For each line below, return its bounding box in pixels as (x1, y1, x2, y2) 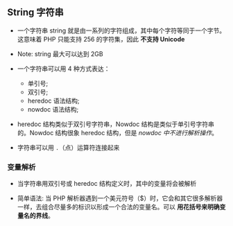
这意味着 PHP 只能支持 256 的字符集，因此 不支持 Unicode (17, 35, 185, 43)
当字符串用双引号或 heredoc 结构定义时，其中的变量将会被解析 (17, 180, 197, 188)
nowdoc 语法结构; (27, 105, 79, 113)
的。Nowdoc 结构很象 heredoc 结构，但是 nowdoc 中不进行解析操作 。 (17, 128, 218, 137)
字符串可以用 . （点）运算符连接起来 (17, 143, 120, 151)
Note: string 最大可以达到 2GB (17, 49, 103, 58)
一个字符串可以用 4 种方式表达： (17, 64, 110, 73)
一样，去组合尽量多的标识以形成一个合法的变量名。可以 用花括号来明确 (17, 203, 220, 211)
